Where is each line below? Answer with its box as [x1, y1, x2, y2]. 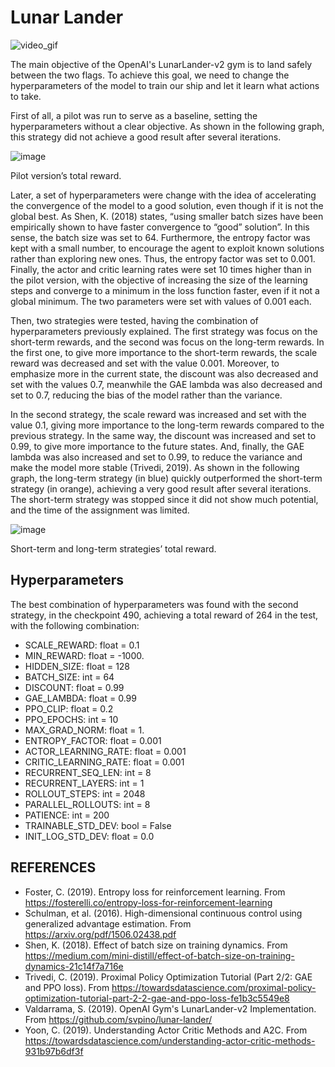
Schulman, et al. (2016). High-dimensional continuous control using [24, 907, 303, 919]
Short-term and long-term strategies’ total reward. [10, 542, 217, 555]
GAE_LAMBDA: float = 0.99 [24, 692, 137, 704]
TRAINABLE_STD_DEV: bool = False [24, 819, 172, 831]
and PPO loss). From [24, 981, 110, 993]
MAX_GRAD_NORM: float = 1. [24, 724, 145, 736]
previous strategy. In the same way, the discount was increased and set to [10, 429, 317, 441]
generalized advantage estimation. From [24, 917, 192, 930]
